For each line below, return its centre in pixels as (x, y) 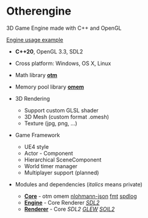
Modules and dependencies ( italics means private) (79, 184)
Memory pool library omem (49, 87)
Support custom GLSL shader (61, 110)
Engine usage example (35, 39)
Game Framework (37, 135)
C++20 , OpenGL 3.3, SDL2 (49, 51)
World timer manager (51, 166)
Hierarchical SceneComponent (63, 160)
